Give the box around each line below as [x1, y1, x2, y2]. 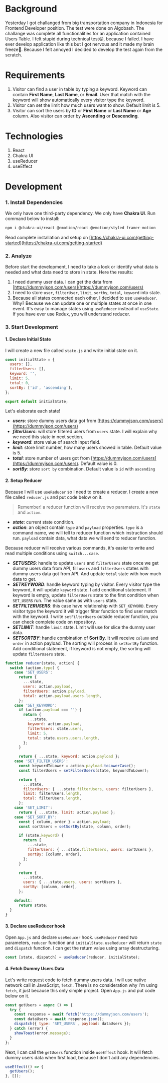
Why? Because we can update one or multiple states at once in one [12, 300, 152, 306]
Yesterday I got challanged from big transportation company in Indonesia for [5, 20, 163, 26]
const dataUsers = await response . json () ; [14, 1017, 104, 1022]
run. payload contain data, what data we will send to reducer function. [12, 535, 157, 541]
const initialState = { [5, 357, 55, 362]
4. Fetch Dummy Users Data [5, 966, 65, 972]
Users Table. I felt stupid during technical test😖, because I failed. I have [5, 36, 154, 42]
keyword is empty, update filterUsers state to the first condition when [12, 592, 159, 598]
